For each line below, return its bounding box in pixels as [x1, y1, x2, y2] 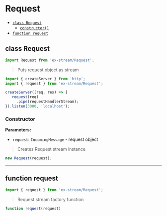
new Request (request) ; [5, 156, 52, 161]
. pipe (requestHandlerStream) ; [16, 99, 79, 105]
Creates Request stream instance [17, 146, 86, 152]
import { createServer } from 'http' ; [5, 76, 85, 81]
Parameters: [5, 127, 31, 133]
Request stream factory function [17, 196, 84, 202]
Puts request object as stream [17, 67, 79, 73]
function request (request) [5, 206, 61, 211]
